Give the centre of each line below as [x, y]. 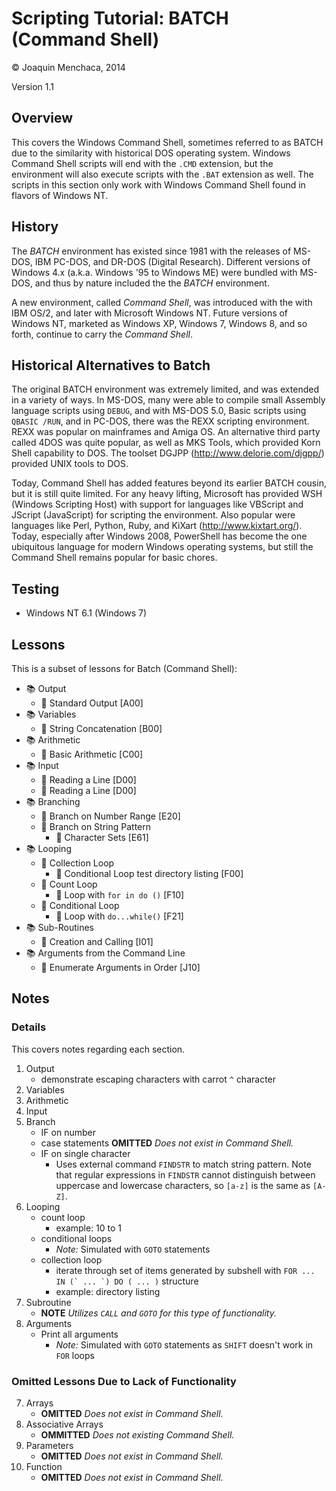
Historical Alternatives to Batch [111, 365]
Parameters [49, 1445]
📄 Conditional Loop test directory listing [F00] [149, 873]
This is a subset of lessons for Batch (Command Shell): [124, 668]
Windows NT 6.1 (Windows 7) [86, 613]
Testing [35, 588]
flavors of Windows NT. [60, 195]
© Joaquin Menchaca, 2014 [68, 67]
